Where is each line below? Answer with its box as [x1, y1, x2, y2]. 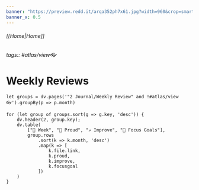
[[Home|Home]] [6, 33, 45, 40]
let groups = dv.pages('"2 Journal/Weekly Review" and [6, 94, 145, 99]
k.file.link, [48, 147, 81, 154]
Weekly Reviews [6, 74, 89, 88]
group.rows [27, 132, 54, 138]
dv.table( [17, 122, 41, 128]
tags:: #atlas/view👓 [6, 51, 57, 58]
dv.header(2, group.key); [17, 117, 81, 123]
